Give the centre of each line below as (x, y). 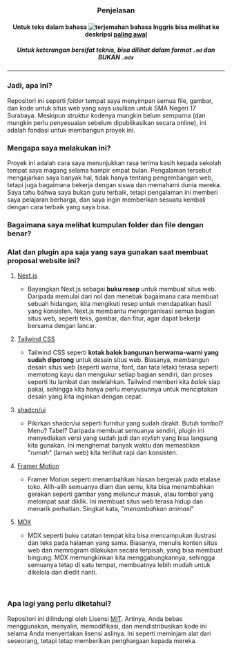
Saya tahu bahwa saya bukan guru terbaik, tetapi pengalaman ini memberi (113, 193)
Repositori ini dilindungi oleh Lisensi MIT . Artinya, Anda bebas (95, 619)
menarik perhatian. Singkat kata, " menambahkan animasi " (111, 509)
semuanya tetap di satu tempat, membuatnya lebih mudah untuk (119, 565)
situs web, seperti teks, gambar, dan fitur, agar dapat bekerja (114, 318)
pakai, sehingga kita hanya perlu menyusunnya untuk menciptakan (122, 390)
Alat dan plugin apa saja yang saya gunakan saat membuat (108, 252)
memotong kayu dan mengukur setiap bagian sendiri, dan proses (120, 374)
